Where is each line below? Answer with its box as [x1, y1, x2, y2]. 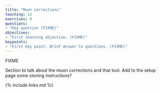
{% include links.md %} [5, 82, 54, 88]
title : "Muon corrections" [5, 7, 61, 12]
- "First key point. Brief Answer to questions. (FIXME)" [5, 44, 128, 49]
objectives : [5, 30, 30, 35]
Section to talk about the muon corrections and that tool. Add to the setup [5, 67, 156, 73]
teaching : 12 [5, 12, 32, 17]
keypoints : [5, 40, 28, 45]
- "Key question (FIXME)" [5, 26, 59, 31]
